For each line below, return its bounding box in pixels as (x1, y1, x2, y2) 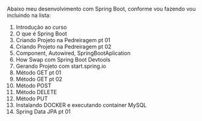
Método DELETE (15, 89, 57, 95)
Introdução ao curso (15, 24, 67, 31)
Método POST (15, 82, 51, 89)
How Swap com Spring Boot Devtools (15, 56, 110, 63)
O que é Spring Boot (15, 30, 68, 37)
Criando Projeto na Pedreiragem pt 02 (15, 43, 112, 50)
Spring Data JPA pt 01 (15, 108, 71, 115)
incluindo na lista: (7, 12, 51, 19)
